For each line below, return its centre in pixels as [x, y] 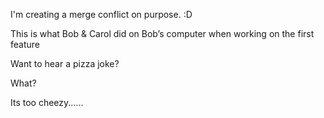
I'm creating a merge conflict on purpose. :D [101, 14]
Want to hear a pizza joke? [65, 63]
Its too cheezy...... [47, 102]
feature [25, 44]
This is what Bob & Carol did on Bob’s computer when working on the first [162, 33]
